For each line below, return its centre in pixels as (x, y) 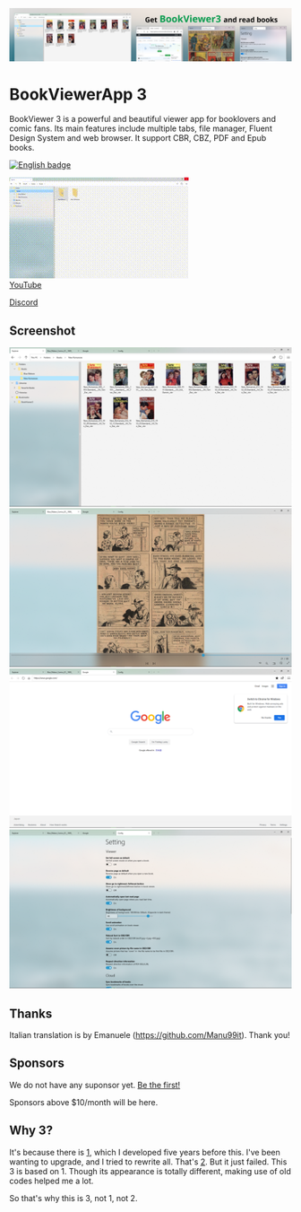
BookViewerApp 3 (78, 94)
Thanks (31, 1013)
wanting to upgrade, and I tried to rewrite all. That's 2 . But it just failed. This (148, 1162)
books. (22, 148)
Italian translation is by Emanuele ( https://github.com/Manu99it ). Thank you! (150, 1035)
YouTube (26, 285)
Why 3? (31, 1131)
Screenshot (43, 331)
